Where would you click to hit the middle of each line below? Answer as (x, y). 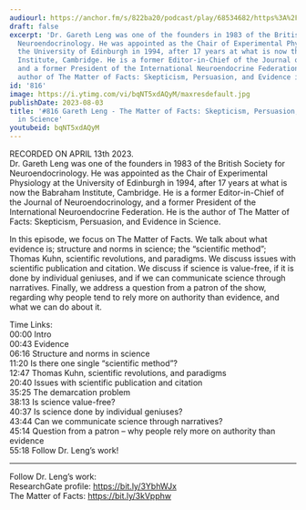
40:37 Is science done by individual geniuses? (96, 412)
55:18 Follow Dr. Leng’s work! (64, 450)
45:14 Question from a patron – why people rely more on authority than (143, 431)
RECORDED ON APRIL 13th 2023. (71, 154)
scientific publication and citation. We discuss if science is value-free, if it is (152, 268)
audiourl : (28, 18)
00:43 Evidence (40, 344)
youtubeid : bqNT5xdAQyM (55, 128)
